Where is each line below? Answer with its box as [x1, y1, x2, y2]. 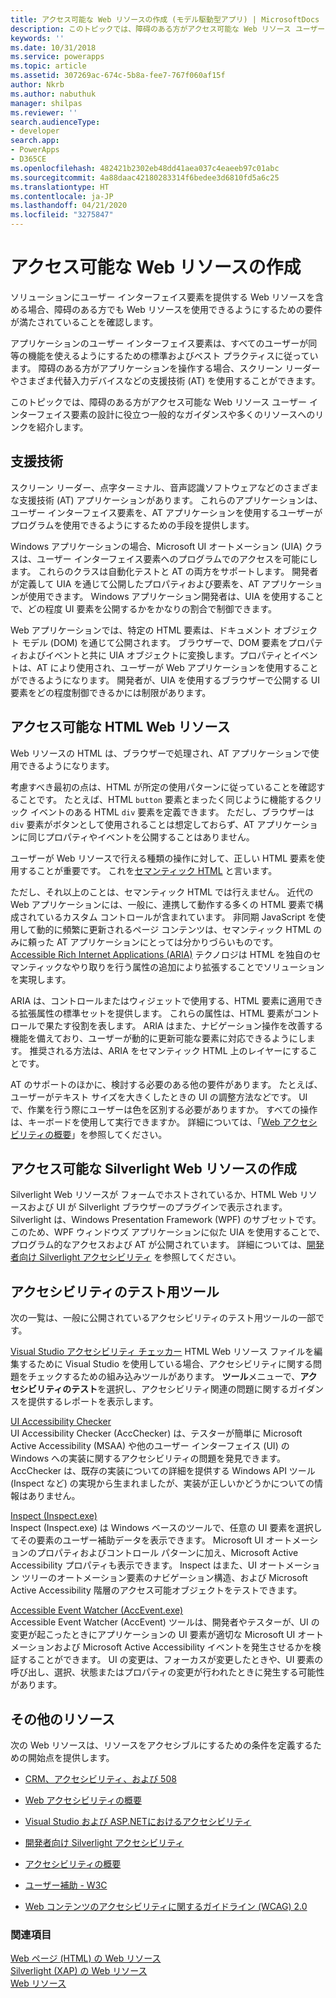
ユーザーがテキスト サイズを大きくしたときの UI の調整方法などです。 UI [10, 1091, 308, 1103]
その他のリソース [10, 1711, 115, 1728]
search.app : [10, 136, 60, 146]
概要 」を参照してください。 [53, 1128, 168, 1140]
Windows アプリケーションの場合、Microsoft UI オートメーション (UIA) [10, 540, 303, 552]
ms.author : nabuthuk [10, 89, 97, 99]
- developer [10, 126, 60, 136]
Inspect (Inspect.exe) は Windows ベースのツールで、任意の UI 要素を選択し [10, 1522, 323, 1534]
